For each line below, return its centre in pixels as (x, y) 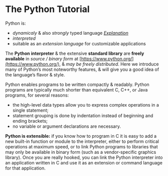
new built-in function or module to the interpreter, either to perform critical (82, 141)
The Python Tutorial (48, 9)
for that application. (26, 168)
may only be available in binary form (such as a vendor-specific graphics (81, 152)
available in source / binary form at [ (43, 58)
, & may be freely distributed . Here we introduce (109, 64)
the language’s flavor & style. (35, 74)
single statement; (30, 110)
